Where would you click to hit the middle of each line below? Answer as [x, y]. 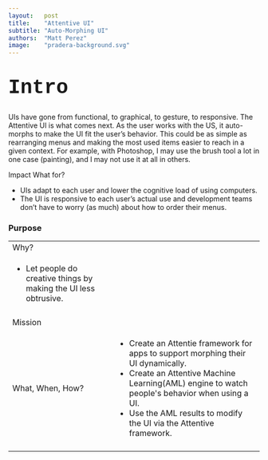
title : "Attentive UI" [51, 23]
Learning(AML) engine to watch [189, 383]
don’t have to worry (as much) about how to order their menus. [123, 207]
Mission [27, 323]
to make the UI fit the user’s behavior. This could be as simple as [141, 133]
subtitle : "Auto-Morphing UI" [59, 30]
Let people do [52, 268]
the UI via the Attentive [171, 423]
